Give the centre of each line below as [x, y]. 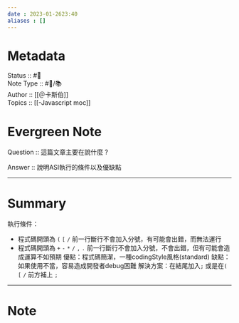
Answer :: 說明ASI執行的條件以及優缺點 [65, 168]
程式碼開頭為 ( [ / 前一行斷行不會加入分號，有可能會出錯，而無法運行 [119, 239]
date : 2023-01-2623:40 [43, 14]
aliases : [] [27, 21]
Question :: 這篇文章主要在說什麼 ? [58, 152]
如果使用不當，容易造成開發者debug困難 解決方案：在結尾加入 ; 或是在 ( [122, 266]
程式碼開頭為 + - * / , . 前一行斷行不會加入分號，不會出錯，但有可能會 [121, 248]
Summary [37, 203]
